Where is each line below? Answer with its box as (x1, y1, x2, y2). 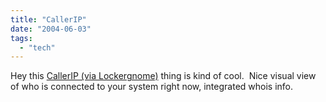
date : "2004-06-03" (10, 24, 92, 34)
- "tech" (19, 42, 56, 53)
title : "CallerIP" (10, 14, 87, 25)
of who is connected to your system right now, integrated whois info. (10, 81, 294, 93)
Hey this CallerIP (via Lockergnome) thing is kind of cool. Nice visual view (10, 70, 317, 82)
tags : (10, 33, 33, 43)
